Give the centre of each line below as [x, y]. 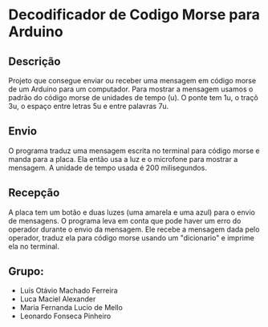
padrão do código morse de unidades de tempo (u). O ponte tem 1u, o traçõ [133, 97]
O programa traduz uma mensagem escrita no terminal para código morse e [134, 151]
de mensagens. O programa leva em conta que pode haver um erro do [125, 220]
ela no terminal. [34, 246]
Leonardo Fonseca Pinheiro [65, 316]
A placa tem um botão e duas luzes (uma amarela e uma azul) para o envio [132, 212]
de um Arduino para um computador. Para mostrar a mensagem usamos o [131, 89]
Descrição [35, 61]
